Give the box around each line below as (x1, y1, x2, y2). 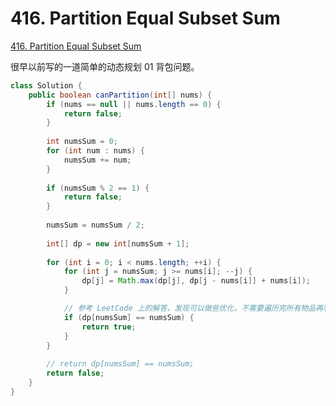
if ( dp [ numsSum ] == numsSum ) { (63, 312, 195, 322)
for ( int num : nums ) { (46, 146, 145, 156)
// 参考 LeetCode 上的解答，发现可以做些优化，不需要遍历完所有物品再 (63, 303, 324, 314)
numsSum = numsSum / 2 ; (46, 220, 145, 231)
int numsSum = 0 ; (46, 137, 118, 147)
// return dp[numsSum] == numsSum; (46, 359, 195, 369)
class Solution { (10, 80, 83, 91)
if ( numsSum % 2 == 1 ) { (46, 183, 150, 193)
